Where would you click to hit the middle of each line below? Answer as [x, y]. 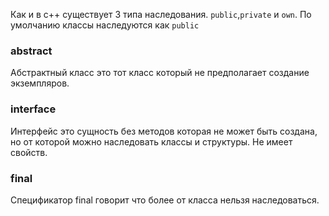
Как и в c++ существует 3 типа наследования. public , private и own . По [161, 14]
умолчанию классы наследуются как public [105, 25]
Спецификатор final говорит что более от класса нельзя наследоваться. [165, 200]
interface [33, 109]
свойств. [29, 152]
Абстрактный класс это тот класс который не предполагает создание [160, 73]
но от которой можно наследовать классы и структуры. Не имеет [151, 141]
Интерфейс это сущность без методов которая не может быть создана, [164, 131]
